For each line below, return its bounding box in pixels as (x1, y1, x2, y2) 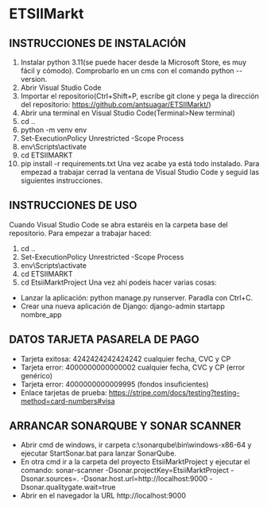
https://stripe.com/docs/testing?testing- (108, 387, 241, 397)
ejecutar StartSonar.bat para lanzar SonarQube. (20, 448, 177, 458)
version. (20, 75, 48, 83)
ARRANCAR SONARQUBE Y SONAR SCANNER (9, 419, 242, 433)
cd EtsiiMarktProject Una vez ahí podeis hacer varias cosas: (20, 277, 217, 287)
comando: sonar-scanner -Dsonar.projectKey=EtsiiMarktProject (20, 466, 230, 475)
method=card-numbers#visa (20, 396, 115, 405)
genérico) (20, 370, 53, 380)
